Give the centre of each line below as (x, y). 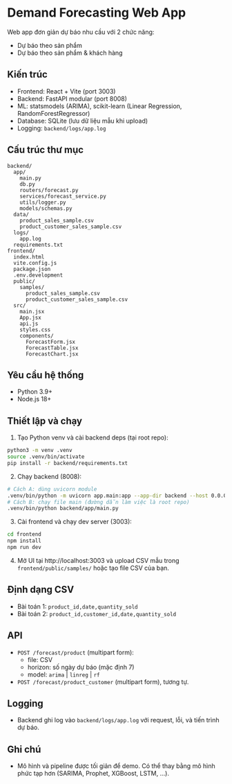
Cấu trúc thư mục (46, 150)
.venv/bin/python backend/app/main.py (63, 508)
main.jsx (32, 311)
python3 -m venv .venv (40, 451)
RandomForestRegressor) (54, 113)
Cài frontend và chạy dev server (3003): (75, 522)
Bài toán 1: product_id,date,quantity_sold (77, 606)
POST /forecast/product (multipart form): (76, 652)
